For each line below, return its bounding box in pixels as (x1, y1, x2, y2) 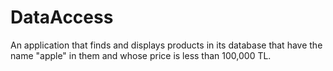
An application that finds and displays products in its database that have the (10, 39, 323, 51)
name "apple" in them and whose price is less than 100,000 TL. (10, 49, 272, 61)
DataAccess (10, 6, 114, 29)
